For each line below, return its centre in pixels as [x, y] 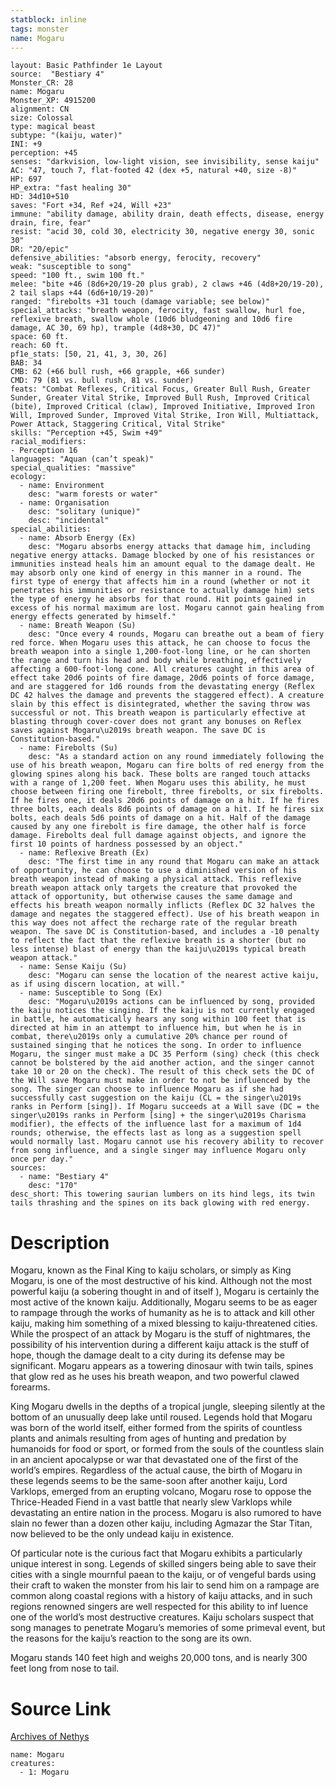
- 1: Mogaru [44, 1772]
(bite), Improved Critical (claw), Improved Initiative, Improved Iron [162, 407]
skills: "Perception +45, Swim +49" [86, 433]
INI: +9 [26, 144]
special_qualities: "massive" [73, 468]
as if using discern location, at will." [98, 984]
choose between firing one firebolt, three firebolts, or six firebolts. [167, 792]
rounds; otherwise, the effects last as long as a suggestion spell [156, 1133]
